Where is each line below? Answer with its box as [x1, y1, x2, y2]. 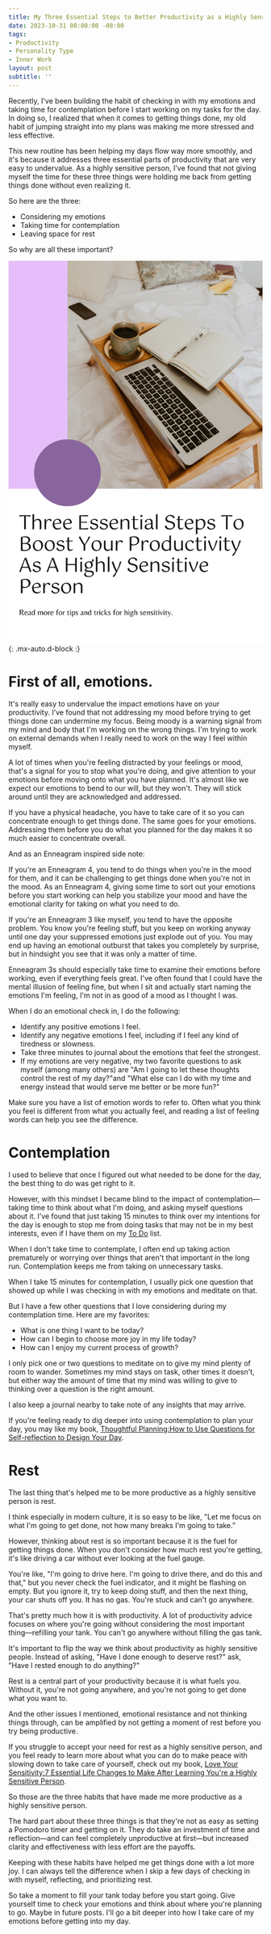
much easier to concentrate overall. [8, 834, 127, 843]
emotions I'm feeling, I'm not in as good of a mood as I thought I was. [8, 990, 238, 1000]
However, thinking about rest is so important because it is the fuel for [8, 1536, 238, 1546]
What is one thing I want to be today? [19, 1326, 144, 1336]
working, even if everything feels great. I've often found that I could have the [8, 973, 263, 983]
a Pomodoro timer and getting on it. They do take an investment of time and [8, 1825, 260, 1835]
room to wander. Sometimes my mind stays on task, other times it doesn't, [8, 1367, 256, 1377]
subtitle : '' [8, 73, 52, 81]
